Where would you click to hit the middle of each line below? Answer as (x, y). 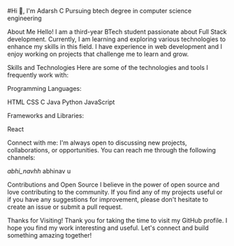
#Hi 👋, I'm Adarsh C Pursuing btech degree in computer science (100, 11)
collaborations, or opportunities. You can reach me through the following (112, 150)
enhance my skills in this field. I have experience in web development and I (115, 46)
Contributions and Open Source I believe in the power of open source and (114, 184)
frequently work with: (38, 75)
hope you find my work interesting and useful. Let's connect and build (108, 228)
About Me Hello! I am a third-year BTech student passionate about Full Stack (117, 32)
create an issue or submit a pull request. (65, 207)
